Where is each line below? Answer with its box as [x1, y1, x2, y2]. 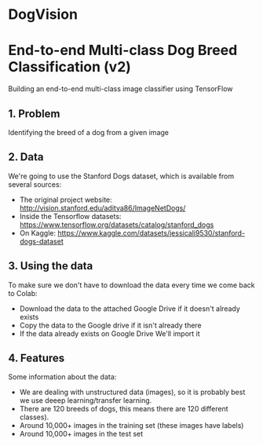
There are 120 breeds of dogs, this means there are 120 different [19, 404, 229, 414]
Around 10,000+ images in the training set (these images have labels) [19, 421, 244, 430]
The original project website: [19, 195, 112, 204]
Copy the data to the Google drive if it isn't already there [19, 320, 202, 330]
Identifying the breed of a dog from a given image [8, 127, 169, 137]
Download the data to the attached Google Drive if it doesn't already [19, 304, 241, 313]
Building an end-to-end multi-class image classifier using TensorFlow [8, 84, 233, 93]
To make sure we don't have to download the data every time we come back [8, 280, 255, 290]
